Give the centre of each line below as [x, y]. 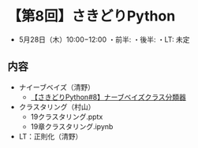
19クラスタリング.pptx [67, 117]
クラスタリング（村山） [57, 106]
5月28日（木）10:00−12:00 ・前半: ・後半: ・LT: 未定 [104, 39]
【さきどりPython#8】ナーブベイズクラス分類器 [108, 97]
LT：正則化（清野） [50, 136]
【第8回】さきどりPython [92, 16]
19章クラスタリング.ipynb [72, 126]
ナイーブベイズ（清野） [57, 87]
